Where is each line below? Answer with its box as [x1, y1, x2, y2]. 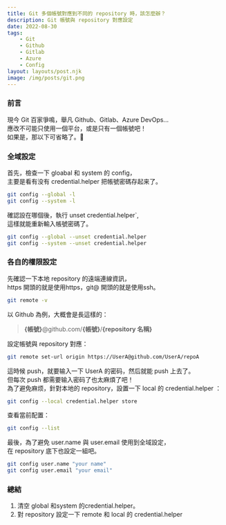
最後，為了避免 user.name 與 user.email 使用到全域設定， [7, 438, 170, 446]
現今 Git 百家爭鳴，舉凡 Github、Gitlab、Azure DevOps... [7, 115, 169, 124]
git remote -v [7, 296, 48, 304]
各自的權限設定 [7, 257, 57, 267]
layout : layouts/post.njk [7, 68, 82, 75]
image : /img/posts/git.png [7, 74, 85, 82]
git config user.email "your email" [7, 467, 113, 474]
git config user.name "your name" [7, 461, 107, 468]
